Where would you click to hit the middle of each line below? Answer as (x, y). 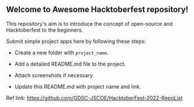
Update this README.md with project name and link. (78, 87)
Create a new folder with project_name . (62, 53)
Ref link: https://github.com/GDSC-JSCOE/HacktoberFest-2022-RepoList (94, 98)
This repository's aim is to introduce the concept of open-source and (89, 23)
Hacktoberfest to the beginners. (45, 30)
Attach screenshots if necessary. (54, 75)
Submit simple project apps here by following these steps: (76, 41)
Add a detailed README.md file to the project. (70, 64)
